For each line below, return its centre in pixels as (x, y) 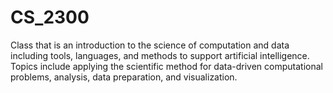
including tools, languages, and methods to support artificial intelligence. (160, 55)
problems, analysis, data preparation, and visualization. (124, 77)
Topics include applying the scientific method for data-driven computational (166, 66)
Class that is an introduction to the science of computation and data (150, 45)
